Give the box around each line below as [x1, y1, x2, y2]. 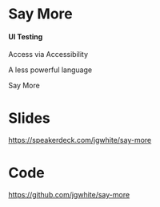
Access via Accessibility [8, 50, 89, 59]
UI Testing [8, 31, 43, 41]
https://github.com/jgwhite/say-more [8, 190, 130, 200]
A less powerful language [8, 65, 93, 75]
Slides [8, 109, 50, 127]
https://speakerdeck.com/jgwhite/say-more [8, 136, 152, 145]
